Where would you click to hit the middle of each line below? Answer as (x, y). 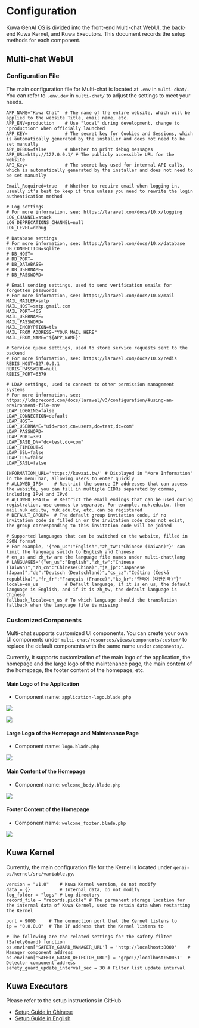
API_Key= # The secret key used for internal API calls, (96, 165)
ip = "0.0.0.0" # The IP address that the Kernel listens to (85, 926)
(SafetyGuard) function (36, 942)
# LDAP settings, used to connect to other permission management (90, 384)
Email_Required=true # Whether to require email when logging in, (93, 186)
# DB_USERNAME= (25, 269)
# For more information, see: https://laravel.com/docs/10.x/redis (92, 358)
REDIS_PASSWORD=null (32, 369)
